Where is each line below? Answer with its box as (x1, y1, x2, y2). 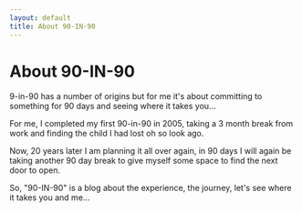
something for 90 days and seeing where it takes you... (9, 101, 216, 112)
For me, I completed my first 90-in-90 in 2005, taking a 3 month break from (9, 118, 294, 129)
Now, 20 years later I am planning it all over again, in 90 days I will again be (9, 146, 292, 156)
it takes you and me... (9, 192, 90, 203)
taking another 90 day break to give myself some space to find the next (9, 156, 278, 167)
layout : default (9, 13, 71, 23)
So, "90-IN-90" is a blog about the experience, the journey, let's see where (9, 183, 292, 194)
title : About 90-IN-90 (9, 22, 96, 31)
